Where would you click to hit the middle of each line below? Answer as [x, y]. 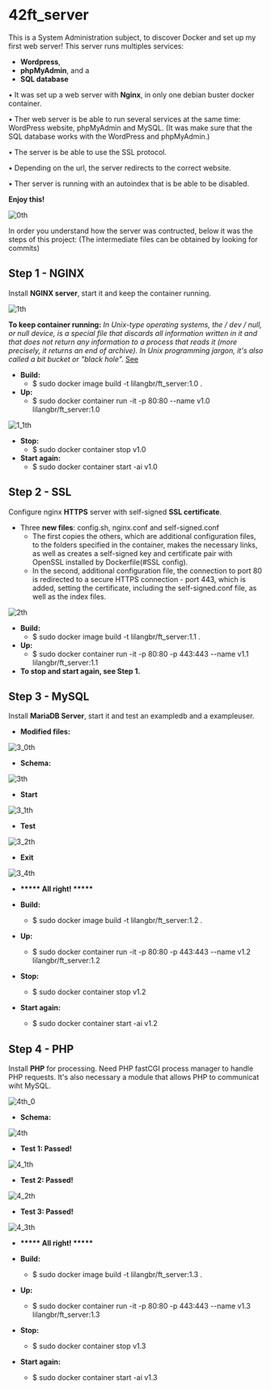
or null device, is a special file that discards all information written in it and [133, 333]
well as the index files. [69, 596]
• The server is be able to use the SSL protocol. [88, 152]
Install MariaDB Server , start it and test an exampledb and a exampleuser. [131, 716]
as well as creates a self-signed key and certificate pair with [132, 553]
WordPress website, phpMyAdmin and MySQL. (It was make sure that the [131, 127]
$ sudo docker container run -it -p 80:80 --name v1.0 [121, 400]
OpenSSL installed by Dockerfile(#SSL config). [110, 562]
